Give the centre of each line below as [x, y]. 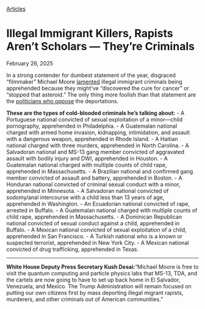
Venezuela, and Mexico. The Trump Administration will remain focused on [99, 286]
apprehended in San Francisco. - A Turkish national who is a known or [95, 236]
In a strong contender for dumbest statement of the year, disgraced [91, 75]
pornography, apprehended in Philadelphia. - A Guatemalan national [92, 126]
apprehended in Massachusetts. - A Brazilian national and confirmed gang [100, 171]
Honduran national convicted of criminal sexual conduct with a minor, [94, 184]
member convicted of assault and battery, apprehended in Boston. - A [94, 178]
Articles [16, 9]
